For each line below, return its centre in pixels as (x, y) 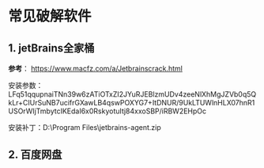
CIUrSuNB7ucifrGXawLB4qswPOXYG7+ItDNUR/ (101, 103)
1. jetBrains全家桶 (51, 48)
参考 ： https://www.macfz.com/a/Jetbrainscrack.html (96, 69)
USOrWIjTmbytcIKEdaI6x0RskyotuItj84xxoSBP (84, 111)
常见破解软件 (50, 16)
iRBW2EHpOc (184, 111)
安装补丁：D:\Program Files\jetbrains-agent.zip (85, 127)
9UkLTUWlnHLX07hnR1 (217, 103)
